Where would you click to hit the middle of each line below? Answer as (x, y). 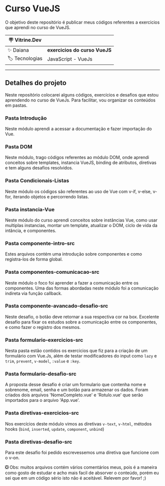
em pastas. (16, 105)
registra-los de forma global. (34, 259)
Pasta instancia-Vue (30, 209)
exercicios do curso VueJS (80, 50)
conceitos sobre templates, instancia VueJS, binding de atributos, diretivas (81, 162)
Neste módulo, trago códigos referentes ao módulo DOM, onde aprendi (77, 158)
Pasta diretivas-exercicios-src (42, 413)
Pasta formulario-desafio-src (41, 374)
